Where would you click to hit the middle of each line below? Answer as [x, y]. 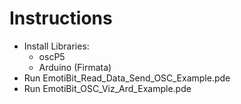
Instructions [61, 18]
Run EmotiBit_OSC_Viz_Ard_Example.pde [107, 88]
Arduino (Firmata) [75, 67]
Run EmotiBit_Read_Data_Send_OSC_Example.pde [127, 78]
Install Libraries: [56, 46]
